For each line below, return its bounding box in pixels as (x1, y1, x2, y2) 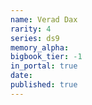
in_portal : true (10, 61, 78, 71)
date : (10, 71, 33, 81)
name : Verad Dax (10, 14, 78, 25)
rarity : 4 (10, 24, 52, 34)
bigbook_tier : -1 (10, 52, 83, 62)
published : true (10, 80, 78, 90)
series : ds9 (10, 33, 60, 43)
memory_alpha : (10, 42, 70, 53)
